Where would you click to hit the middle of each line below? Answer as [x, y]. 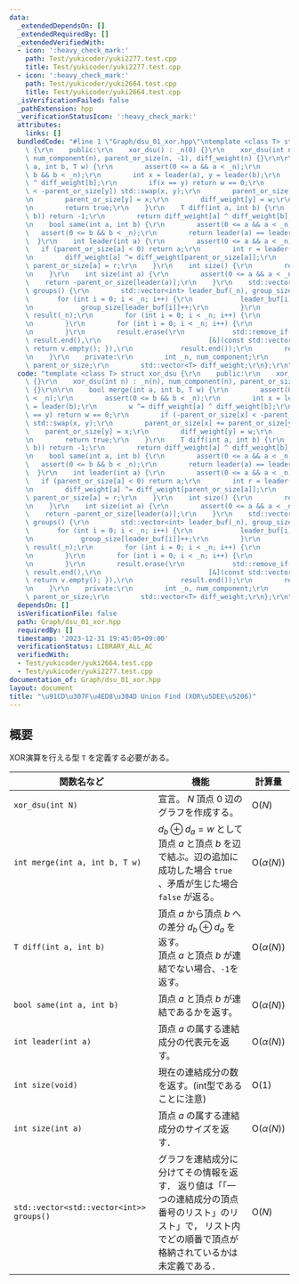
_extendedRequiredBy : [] [63, 34]
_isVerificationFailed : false [73, 100]
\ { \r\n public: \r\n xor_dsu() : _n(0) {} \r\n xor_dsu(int [155, 150]
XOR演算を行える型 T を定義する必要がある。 [92, 758]
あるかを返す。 [206, 1012]
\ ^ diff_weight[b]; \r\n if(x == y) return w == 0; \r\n [145, 183]
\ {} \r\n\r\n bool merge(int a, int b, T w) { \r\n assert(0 [159, 390]
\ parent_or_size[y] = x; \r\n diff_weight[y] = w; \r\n [149, 431]
